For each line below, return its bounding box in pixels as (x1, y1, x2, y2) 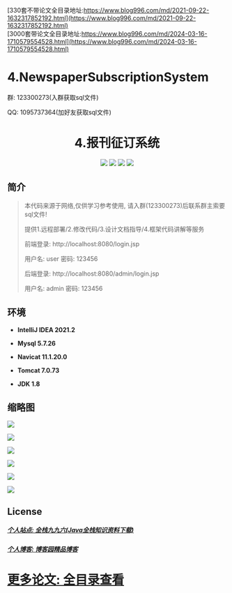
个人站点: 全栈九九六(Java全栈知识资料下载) (7, 526, 134, 534)
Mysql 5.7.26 (17, 339, 56, 347)
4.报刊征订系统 (74, 135, 160, 151)
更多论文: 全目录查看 (7, 571, 124, 587)
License (7, 505, 42, 518)
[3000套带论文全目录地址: (7, 30, 82, 38)
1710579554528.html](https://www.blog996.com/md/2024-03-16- (7, 38, 197, 45)
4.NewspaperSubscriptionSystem (7, 69, 209, 85)
